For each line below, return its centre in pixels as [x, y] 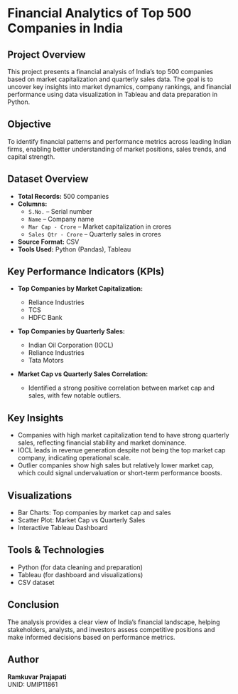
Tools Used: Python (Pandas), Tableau [74, 249]
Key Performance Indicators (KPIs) [86, 272]
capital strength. [31, 156]
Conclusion [33, 605]
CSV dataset [36, 582]
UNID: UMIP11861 [33, 684]
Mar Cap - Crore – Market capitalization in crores [100, 227]
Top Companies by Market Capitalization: [80, 289]
